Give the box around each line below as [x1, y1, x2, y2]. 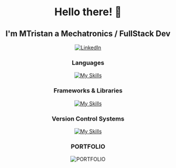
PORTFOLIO [70, 142, 106, 150]
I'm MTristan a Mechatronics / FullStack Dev [5, 29, 171, 39]
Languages [71, 59, 105, 67]
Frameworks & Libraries [53, 87, 123, 95]
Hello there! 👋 [54, 5, 122, 19]
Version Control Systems [52, 114, 124, 122]
